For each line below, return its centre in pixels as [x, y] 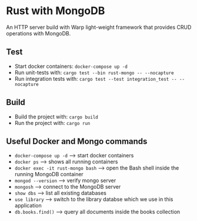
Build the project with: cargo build [56, 117]
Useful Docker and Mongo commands [77, 141]
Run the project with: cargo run [52, 123]
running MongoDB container [49, 174]
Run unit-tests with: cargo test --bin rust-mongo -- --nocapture [94, 72]
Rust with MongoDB [56, 11]
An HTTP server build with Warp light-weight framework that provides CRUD [99, 27]
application [28, 206]
